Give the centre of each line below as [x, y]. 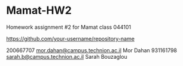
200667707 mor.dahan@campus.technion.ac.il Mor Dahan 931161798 [92, 50]
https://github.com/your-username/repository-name [70, 38]
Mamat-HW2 [39, 10]
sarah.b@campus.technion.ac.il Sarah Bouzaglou [67, 56]
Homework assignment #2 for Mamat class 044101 [69, 27]
